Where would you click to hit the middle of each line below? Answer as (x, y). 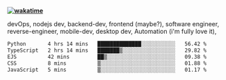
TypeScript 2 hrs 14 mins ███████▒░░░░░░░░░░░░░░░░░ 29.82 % (107, 50)
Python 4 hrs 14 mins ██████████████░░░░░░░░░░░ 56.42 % (107, 44)
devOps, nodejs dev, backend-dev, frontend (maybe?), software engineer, (113, 24)
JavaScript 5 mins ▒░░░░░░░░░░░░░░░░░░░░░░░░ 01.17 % (107, 70)
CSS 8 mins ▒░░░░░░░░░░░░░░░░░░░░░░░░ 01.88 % (107, 63)
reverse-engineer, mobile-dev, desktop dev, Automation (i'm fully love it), (112, 31)
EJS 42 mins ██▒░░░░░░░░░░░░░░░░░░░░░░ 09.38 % (107, 57)
